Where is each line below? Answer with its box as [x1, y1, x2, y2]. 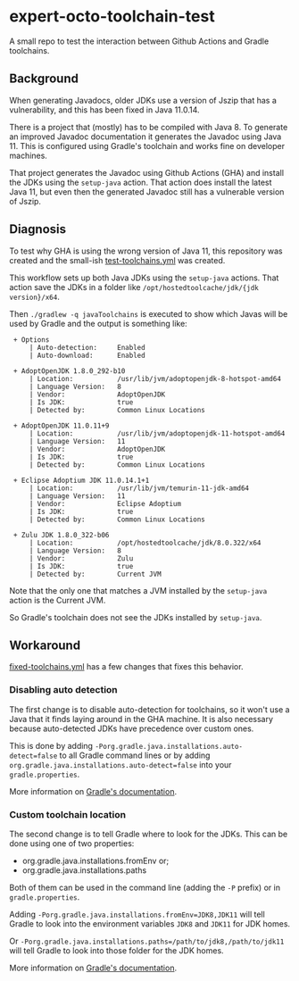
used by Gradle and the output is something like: [9, 318, 187, 328]
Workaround [9, 637, 81, 653]
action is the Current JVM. [9, 594, 106, 605]
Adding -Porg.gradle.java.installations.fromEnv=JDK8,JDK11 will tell [9, 909, 265, 919]
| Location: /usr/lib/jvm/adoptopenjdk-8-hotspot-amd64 [29, 374, 281, 383]
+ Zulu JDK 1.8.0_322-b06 [12, 530, 110, 539]
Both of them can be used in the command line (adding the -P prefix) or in [9, 882, 281, 893]
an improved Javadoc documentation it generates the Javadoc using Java [9, 131, 282, 142]
